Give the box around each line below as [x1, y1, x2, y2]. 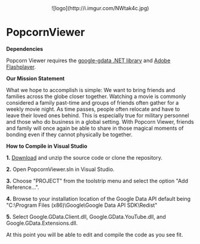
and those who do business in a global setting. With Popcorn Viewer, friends [6, 118, 194, 125]
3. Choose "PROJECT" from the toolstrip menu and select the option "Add [6, 177, 189, 184]
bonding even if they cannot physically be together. [6, 130, 133, 138]
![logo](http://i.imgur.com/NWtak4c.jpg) [51, 5, 149, 11]
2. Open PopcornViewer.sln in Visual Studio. [6, 166, 115, 173]
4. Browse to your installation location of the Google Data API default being [6, 195, 191, 202]
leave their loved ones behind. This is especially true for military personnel [6, 112, 189, 119]
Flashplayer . [6, 63, 36, 70]
